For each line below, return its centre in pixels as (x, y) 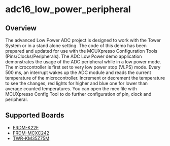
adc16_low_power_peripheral (68, 9)
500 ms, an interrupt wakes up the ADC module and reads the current (78, 72)
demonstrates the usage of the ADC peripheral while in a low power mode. (83, 62)
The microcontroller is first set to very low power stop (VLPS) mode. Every (83, 67)
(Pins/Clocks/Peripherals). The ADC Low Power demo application (74, 56)
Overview (21, 28)
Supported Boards (35, 115)
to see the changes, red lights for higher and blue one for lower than (77, 83)
